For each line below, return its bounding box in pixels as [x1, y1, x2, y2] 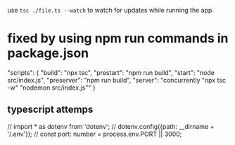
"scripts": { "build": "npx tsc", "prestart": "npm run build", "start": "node [7, 68, 215, 76]
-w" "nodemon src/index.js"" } [7, 83, 96, 92]
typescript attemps [7, 104, 94, 116]
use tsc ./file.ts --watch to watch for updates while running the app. [7, 6, 215, 14]
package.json [7, 46, 89, 62]
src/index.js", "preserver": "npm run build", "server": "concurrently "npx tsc [7, 76, 227, 84]
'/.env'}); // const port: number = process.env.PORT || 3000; [7, 130, 182, 138]
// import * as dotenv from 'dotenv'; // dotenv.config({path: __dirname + [7, 122, 215, 130]
